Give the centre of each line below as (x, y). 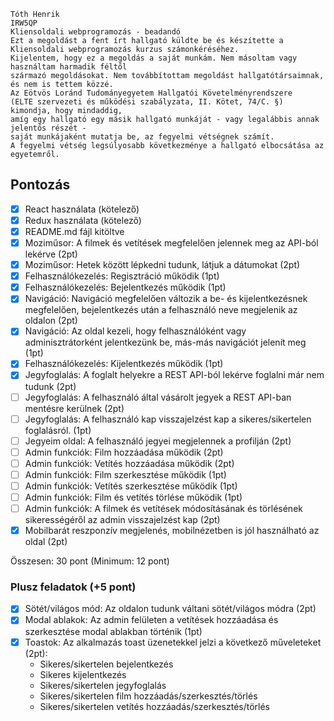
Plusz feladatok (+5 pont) (73, 587)
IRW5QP (24, 23)
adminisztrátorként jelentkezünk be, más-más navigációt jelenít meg (165, 342)
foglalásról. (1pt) (58, 430)
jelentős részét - (48, 128)
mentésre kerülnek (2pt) (74, 408)
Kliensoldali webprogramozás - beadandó (96, 32)
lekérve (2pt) (51, 254)
